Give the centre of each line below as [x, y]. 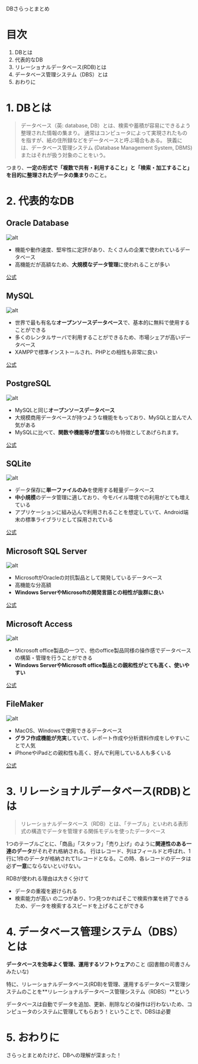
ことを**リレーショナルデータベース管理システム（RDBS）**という [108, 991]
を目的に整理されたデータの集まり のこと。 [58, 175]
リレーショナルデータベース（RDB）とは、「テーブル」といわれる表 [102, 823]
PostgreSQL [29, 384]
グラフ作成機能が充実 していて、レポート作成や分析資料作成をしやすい [100, 738]
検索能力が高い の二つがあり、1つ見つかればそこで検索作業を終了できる [102, 898]
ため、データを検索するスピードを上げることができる [79, 905]
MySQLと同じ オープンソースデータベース [65, 410]
